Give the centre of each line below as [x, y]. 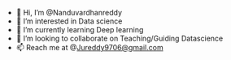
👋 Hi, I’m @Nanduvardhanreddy [69, 13]
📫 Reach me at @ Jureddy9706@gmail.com [90, 47]
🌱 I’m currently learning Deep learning [80, 30]
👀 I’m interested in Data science [69, 21]
